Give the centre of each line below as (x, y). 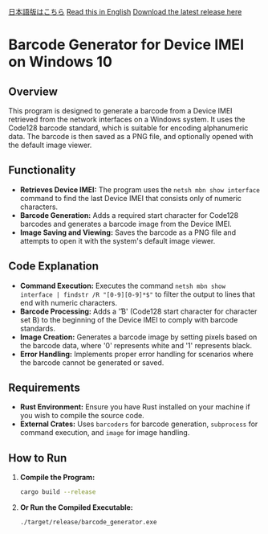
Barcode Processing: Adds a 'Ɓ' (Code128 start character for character (138, 311)
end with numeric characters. (69, 302)
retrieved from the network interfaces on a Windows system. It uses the (127, 119)
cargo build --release (58, 492)
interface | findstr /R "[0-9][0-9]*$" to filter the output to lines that (137, 294)
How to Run (38, 458)
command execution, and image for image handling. (105, 433)
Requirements (44, 388)
